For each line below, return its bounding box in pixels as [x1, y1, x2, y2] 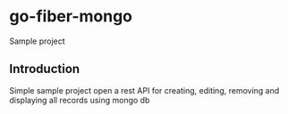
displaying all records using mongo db [9, 94, 150, 105]
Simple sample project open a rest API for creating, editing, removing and [9, 85, 280, 95]
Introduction [9, 61, 80, 77]
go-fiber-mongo [9, 6, 132, 27]
